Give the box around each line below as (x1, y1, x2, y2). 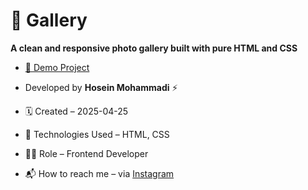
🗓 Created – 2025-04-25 (24, 105, 129, 117)
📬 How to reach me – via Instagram (24, 167, 175, 179)
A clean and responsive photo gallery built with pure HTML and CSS (10, 42, 298, 54)
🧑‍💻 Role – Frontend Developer (24, 147, 149, 159)
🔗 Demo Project (24, 61, 90, 73)
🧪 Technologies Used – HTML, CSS (24, 128, 170, 140)
